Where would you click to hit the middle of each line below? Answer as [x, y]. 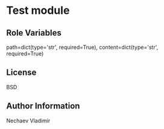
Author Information [43, 106]
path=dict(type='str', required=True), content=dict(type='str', [82, 47]
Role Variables [34, 33]
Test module [38, 11]
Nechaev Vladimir [28, 121]
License [21, 73]
